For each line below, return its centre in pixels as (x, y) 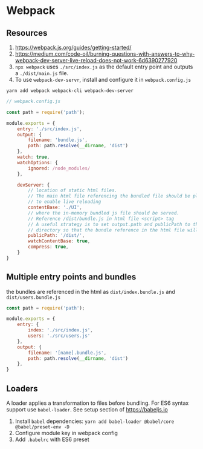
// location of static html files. (73, 191)
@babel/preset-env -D (42, 427)
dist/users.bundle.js (34, 298)
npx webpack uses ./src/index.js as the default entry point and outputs (104, 67)
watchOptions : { (38, 162)
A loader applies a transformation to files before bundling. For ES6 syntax (98, 403)
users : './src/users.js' (59, 336)
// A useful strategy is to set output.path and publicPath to (109, 224)
